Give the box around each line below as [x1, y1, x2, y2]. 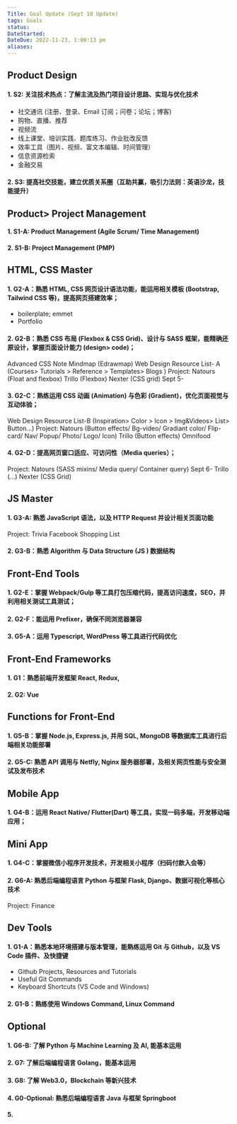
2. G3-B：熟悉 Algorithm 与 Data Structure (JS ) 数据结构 [7, 546, 175, 556]
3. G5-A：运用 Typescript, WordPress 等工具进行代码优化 [7, 632, 177, 641]
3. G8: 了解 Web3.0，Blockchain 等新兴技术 [7, 1077, 137, 1085]
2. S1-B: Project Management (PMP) [7, 243, 115, 252]
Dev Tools [7, 922, 52, 934]
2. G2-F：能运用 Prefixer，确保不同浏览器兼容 [7, 614, 142, 623]
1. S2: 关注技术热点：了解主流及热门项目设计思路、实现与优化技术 [7, 90, 199, 98]
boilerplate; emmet [17, 309, 73, 319]
